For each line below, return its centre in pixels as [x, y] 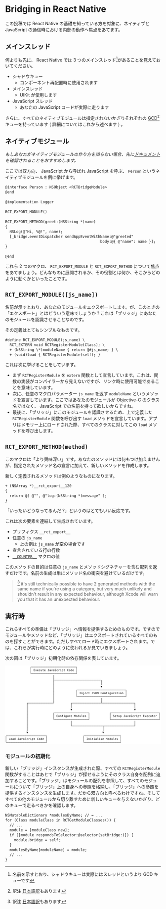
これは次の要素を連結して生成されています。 [50, 521]
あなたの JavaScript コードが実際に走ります [64, 107]
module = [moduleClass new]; [40, 830]
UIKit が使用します [38, 95]
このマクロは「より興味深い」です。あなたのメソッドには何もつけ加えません [83, 459]
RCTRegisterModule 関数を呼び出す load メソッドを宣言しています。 [81, 418]
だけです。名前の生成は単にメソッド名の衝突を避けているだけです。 [78, 573]
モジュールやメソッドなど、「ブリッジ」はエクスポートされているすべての [79, 635]
